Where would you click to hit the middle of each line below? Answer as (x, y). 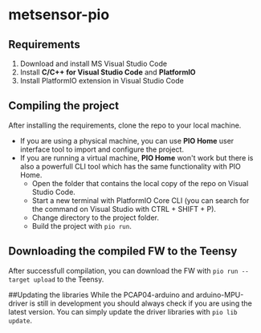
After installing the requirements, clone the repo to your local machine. (125, 125)
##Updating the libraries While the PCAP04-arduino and (101, 294)
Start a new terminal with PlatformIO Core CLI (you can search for (141, 200)
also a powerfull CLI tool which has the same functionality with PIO (130, 166)
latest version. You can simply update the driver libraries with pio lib (123, 311)
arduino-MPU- (220, 294)
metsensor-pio (59, 15)
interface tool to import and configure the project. (102, 149)
